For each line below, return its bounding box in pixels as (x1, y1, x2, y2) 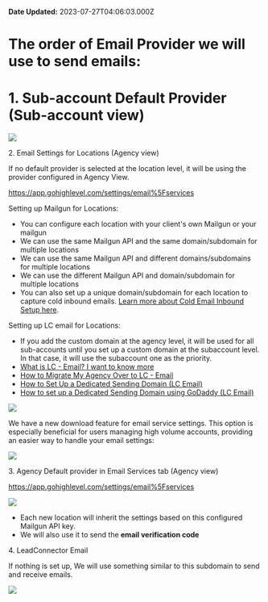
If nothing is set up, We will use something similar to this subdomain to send (8, 561, 260, 571)
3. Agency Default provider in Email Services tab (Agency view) (8, 466, 219, 476)
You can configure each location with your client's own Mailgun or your (19, 219, 257, 229)
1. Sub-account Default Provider (8, 89, 227, 107)
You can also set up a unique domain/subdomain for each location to (19, 288, 249, 298)
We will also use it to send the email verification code (19, 530, 200, 540)
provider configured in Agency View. (8, 173, 130, 182)
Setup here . (19, 305, 59, 315)
